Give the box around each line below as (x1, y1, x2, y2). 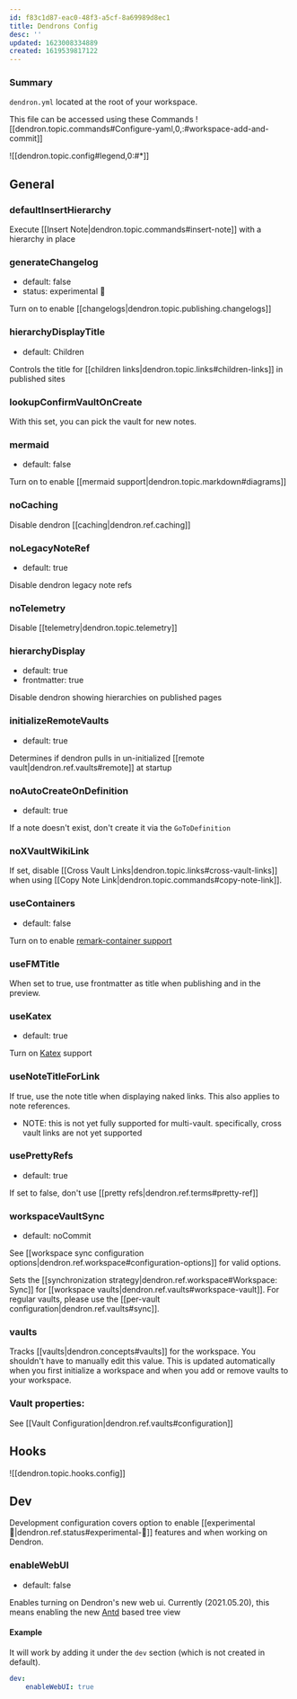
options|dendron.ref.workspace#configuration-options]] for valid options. (9, 1258, 282, 1268)
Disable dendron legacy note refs (9, 579, 133, 590)
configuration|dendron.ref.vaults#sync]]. (9, 1303, 160, 1314)
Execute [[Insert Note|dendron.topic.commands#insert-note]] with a (9, 224, 262, 235)
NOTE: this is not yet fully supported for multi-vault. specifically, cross (22, 1117, 283, 1128)
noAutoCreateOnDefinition (9, 784, 128, 796)
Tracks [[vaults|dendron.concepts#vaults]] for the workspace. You (9, 1346, 256, 1357)
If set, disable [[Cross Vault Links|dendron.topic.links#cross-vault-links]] (9, 865, 278, 876)
